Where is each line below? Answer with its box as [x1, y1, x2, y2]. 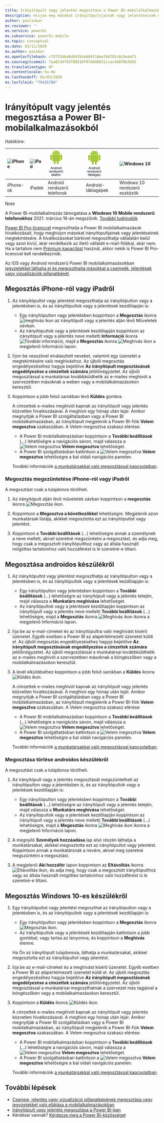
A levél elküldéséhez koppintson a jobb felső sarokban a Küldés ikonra [12, 669, 155, 674]
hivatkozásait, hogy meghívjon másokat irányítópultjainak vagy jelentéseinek [5, 230, 159, 236]
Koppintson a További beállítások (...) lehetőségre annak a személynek [12, 531, 156, 536]
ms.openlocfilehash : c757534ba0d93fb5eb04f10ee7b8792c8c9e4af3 [5, 54, 137, 59]
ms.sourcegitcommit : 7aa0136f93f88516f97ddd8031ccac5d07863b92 [5, 59, 137, 64]
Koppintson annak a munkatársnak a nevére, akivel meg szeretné [12, 847, 143, 854]
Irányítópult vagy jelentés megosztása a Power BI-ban [12, 1107, 121, 1113]
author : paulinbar [5, 18, 42, 23]
